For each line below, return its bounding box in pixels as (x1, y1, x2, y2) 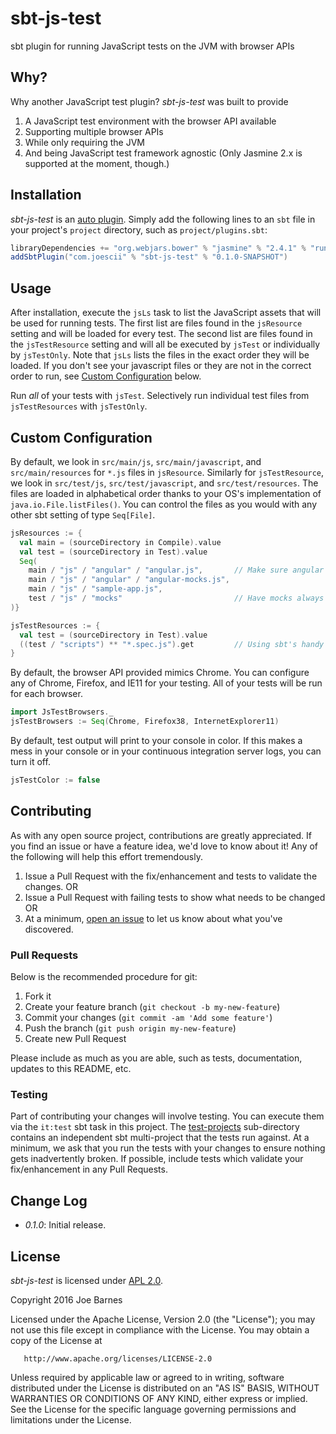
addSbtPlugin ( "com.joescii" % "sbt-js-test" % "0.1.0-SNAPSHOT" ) (10, 252, 288, 262)
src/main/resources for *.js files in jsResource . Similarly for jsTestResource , (10, 466, 325, 478)
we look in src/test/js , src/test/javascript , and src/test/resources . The (10, 477, 319, 489)
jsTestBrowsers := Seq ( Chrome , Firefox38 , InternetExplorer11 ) (10, 717, 280, 727)
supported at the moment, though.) (24, 157, 170, 169)
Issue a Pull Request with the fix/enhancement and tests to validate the (24, 870, 318, 882)
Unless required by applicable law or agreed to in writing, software (10, 1371, 285, 1383)
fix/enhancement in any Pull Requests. (10, 1163, 168, 1176)
